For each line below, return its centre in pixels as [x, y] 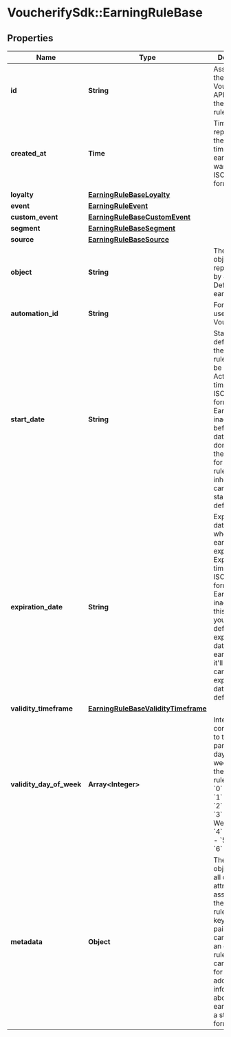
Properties [30, 38]
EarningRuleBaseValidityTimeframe [148, 709]
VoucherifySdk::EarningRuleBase [105, 13]
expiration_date [37, 607]
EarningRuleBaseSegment [132, 228]
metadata [26, 942]
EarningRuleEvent [118, 206]
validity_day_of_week [46, 784]
